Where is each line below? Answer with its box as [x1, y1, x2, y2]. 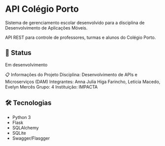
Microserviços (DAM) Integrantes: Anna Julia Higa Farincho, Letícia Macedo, [5, 79, 161, 85]
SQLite [12, 130, 26, 136]
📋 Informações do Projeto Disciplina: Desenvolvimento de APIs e [5, 71, 138, 77]
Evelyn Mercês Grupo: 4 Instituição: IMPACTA [5, 84, 98, 89]
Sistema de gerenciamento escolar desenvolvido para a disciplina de [5, 20, 145, 26]
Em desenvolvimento [5, 61, 48, 67]
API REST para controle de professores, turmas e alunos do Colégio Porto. [5, 34, 156, 40]
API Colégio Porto [5, 3, 79, 15]
